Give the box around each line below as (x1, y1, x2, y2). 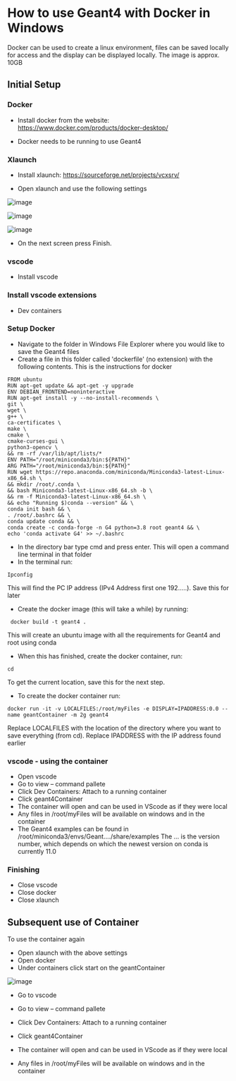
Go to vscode (17, 991, 57, 999)
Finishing (7, 865, 40, 875)
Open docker (17, 956, 56, 965)
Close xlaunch (17, 896, 60, 904)
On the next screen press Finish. (17, 238, 112, 248)
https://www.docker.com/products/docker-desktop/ (17, 123, 168, 132)
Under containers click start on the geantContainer (17, 964, 166, 972)
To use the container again (7, 935, 85, 943)
